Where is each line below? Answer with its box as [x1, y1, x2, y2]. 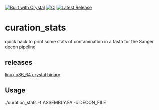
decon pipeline [5, 44, 36, 50]
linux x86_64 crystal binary [5, 71, 61, 77]
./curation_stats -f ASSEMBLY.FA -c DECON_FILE [5, 99, 106, 105]
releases [5, 58, 33, 67]
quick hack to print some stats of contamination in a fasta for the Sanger [5, 38, 154, 44]
